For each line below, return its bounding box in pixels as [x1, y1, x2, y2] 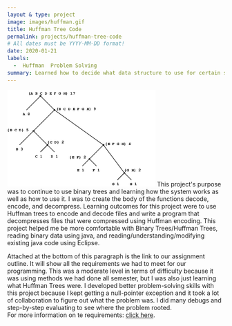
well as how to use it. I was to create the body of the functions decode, [7, 194, 209, 203]
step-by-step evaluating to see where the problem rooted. [7, 303, 173, 311]
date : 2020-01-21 [7, 48, 57, 55]
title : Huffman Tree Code [7, 26, 81, 32]
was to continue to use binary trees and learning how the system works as [7, 187, 219, 195]
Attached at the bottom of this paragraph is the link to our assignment [7, 252, 205, 260]
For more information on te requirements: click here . [7, 311, 155, 319]
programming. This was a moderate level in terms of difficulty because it [7, 267, 214, 275]
